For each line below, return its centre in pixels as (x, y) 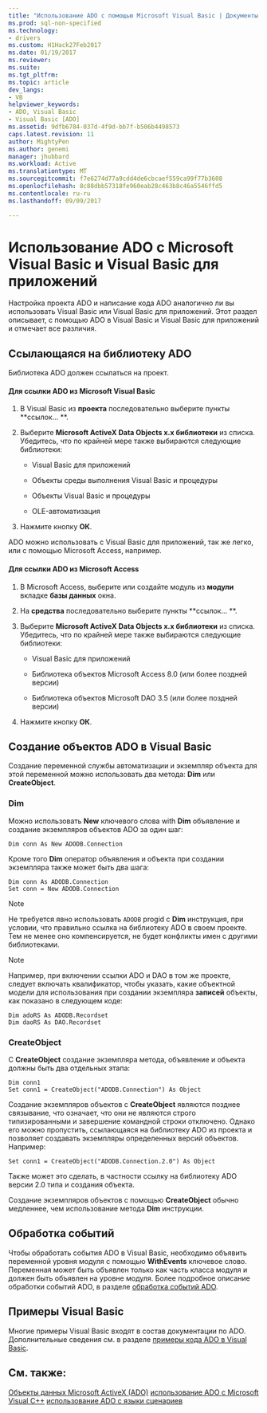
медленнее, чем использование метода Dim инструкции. (106, 1209)
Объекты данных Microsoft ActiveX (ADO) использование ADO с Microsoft (133, 1392)
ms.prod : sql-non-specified (55, 23)
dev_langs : (26, 90)
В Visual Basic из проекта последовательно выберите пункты (125, 409)
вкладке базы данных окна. (68, 595)
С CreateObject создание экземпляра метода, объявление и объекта (127, 1060)
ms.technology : (33, 30)
